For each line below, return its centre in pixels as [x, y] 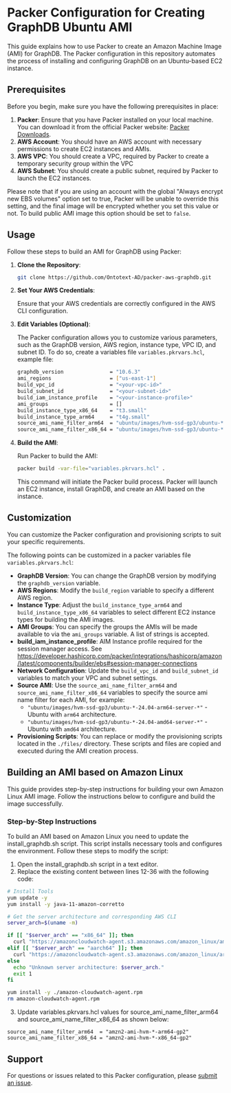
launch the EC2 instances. [54, 178]
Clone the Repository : [49, 264]
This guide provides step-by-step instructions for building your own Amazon [115, 789]
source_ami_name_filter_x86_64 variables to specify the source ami [112, 692]
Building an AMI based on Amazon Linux [95, 773]
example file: [35, 359]
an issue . [20, 1083]
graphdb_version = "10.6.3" [79, 372]
